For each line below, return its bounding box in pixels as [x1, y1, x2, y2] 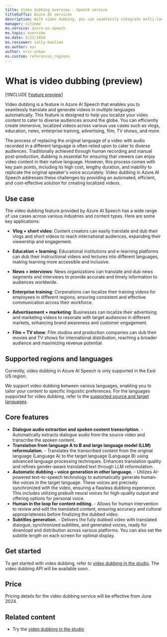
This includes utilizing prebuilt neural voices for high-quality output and [12, 490, 159, 496]
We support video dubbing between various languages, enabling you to [5, 382, 152, 388]
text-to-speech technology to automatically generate [31, 474, 140, 480]
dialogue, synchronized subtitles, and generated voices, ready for [12, 522, 148, 528]
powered [12, 474, 31, 480]
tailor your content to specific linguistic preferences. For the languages [5, 388, 151, 394]
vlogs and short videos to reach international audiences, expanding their [12, 233, 161, 240]
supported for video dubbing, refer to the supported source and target [5, 393, 149, 399]
